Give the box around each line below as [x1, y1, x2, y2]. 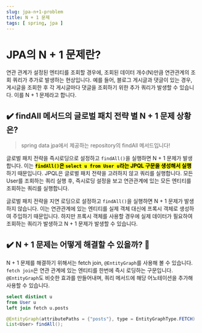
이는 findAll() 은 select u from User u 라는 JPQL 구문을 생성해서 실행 [24, 162, 192, 169]
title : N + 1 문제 [6, 14, 50, 20]
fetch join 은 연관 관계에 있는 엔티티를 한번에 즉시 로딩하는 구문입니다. [6, 266, 174, 274]
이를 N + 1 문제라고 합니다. [14, 92, 77, 99]
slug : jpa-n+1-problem [6, 8, 63, 15]
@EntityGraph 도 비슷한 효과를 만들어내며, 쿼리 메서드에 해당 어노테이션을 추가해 [6, 274, 193, 281]
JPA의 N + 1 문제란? [6, 48, 101, 61]
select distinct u [6, 293, 52, 300]
